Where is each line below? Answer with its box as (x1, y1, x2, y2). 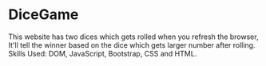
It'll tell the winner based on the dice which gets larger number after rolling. (8, 40, 256, 49)
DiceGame (8, 6, 79, 24)
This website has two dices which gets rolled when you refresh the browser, (8, 32, 259, 41)
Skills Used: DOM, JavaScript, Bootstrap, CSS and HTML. (8, 49, 197, 58)
